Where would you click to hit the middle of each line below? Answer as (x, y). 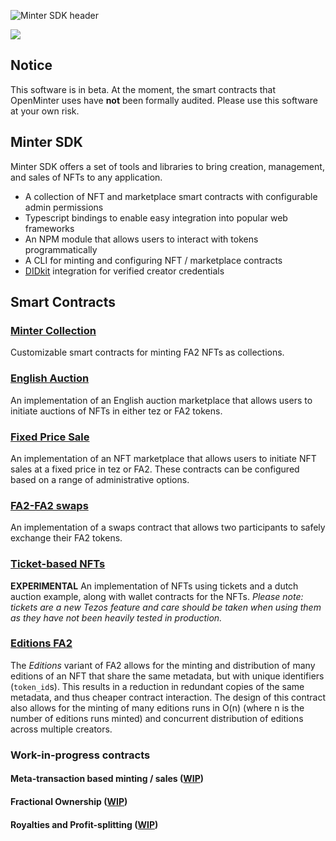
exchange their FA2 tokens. (66, 538)
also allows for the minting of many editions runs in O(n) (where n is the (157, 707)
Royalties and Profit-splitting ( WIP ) (84, 824)
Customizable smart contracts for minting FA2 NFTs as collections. (147, 352)
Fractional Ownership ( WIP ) (69, 801)
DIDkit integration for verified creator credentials (124, 271)
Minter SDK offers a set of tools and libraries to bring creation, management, (167, 166)
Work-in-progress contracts (80, 755)
